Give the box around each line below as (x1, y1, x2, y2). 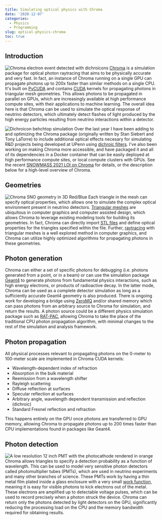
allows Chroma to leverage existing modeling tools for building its (5, 214, 135, 221)
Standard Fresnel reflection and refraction (12, 407, 96, 412)
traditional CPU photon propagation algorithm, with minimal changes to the (5, 318, 154, 325)
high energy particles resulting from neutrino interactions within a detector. (5, 116, 155, 122)
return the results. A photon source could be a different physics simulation (5, 308, 153, 314)
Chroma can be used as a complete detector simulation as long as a (5, 288, 140, 294)
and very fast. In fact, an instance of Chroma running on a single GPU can (5, 75, 152, 81)
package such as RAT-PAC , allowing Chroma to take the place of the (5, 314, 141, 319)
